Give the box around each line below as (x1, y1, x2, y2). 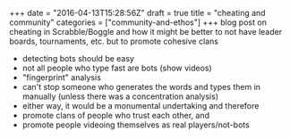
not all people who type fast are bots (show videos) (21, 62, 212, 73)
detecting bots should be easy (21, 53, 134, 63)
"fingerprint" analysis (21, 72, 101, 83)
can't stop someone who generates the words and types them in (21, 82, 261, 92)
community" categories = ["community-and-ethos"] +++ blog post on (9, 17, 267, 28)
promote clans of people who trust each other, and (21, 110, 210, 120)
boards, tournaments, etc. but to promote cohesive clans (9, 36, 219, 46)
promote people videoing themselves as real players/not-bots (21, 119, 251, 130)
